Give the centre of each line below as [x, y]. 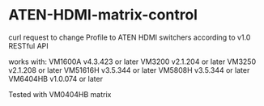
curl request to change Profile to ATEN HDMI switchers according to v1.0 [130, 37]
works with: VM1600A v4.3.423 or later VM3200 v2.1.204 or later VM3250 [132, 61]
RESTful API [28, 45]
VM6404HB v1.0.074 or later [56, 78]
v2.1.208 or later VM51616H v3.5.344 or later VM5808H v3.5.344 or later [129, 70]
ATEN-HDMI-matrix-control [103, 15]
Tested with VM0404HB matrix [60, 94]
